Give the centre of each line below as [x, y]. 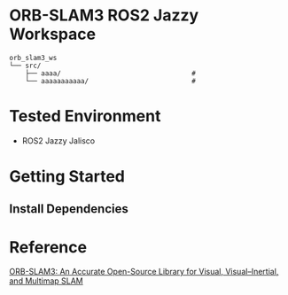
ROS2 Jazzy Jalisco [58, 140]
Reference [48, 247]
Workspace [52, 34]
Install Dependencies [69, 209]
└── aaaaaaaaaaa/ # [111, 81]
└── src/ [25, 66]
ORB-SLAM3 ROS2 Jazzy [104, 16]
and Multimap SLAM [46, 281]
